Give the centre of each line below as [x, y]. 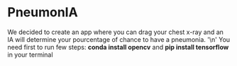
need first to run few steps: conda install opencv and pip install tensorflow [118, 47]
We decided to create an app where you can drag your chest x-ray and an [115, 32]
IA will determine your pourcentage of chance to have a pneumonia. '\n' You [119, 39]
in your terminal [30, 55]
